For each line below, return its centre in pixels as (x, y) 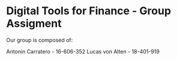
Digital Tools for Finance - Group (89, 11)
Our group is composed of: (40, 40)
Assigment (34, 23)
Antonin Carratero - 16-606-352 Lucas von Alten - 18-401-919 (83, 51)
